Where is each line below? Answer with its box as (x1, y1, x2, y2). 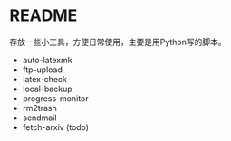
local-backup (22, 83, 72, 94)
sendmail (22, 112, 57, 123)
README (9, 5, 78, 26)
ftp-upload (22, 64, 63, 75)
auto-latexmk (22, 54, 72, 65)
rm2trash (22, 102, 57, 113)
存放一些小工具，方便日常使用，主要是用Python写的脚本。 (9, 36, 226, 47)
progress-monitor (22, 92, 89, 104)
